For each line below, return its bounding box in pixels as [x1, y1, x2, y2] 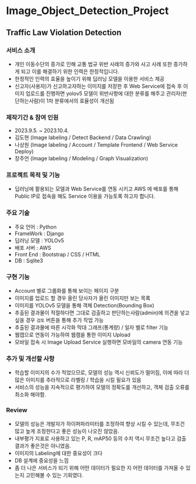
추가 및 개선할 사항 [6, 354, 55, 363]
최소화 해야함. [14, 391, 47, 398]
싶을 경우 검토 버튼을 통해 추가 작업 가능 [14, 317, 104, 324]
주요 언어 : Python [14, 223, 57, 230]
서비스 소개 [6, 46, 36, 54]
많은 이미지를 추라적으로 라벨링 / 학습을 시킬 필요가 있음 [14, 377, 142, 384]
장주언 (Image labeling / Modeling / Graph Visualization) [14, 155, 148, 162]
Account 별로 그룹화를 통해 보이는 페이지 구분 [14, 287, 119, 295]
